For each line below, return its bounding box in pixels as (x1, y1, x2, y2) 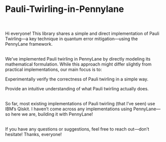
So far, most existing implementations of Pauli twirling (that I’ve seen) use (5, 100, 155, 106)
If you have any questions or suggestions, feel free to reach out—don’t (5, 126, 150, 132)
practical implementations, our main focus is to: (5, 66, 102, 72)
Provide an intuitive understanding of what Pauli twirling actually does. (5, 85, 149, 91)
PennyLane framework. (5, 41, 53, 47)
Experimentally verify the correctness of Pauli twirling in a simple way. (5, 76, 149, 82)
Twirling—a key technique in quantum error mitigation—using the (5, 36, 138, 42)
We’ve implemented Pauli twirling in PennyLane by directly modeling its (5, 56, 151, 62)
